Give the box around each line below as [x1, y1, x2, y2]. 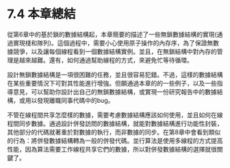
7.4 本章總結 [7, 6, 76, 22]
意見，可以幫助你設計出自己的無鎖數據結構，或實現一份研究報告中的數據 [12, 87, 217, 96]
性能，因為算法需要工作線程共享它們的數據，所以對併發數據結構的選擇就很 [7, 145, 217, 153]
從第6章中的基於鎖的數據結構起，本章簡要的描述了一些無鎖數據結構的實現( [7, 30, 217, 38]
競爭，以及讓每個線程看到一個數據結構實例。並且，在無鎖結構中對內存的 [12, 47, 217, 56]
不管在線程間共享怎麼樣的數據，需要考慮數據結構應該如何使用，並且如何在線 [7, 110, 223, 119]
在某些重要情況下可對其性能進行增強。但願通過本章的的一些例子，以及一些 [7, 79, 217, 87]
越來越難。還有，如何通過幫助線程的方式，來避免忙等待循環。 [18, 56, 193, 64]
